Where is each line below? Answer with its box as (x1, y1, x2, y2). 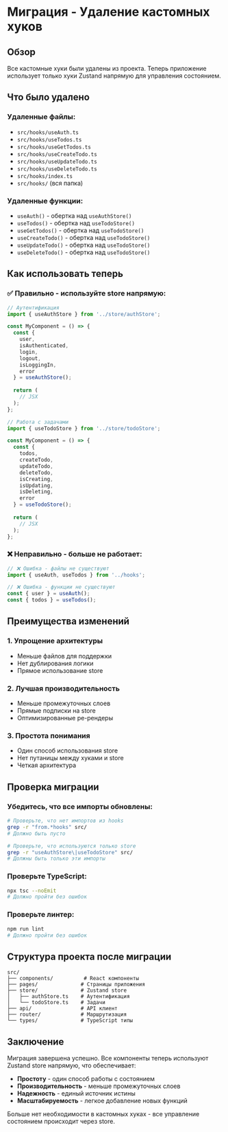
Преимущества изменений (7, 616, 130, 628)
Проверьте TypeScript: (7, 872, 87, 881)
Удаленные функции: (7, 196, 84, 206)
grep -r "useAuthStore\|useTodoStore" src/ (7, 849, 134, 856)
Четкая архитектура (16, 761, 77, 770)
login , (19, 348, 38, 355)
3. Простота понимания (7, 731, 90, 740)
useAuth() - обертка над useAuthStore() (16, 211, 132, 220)
